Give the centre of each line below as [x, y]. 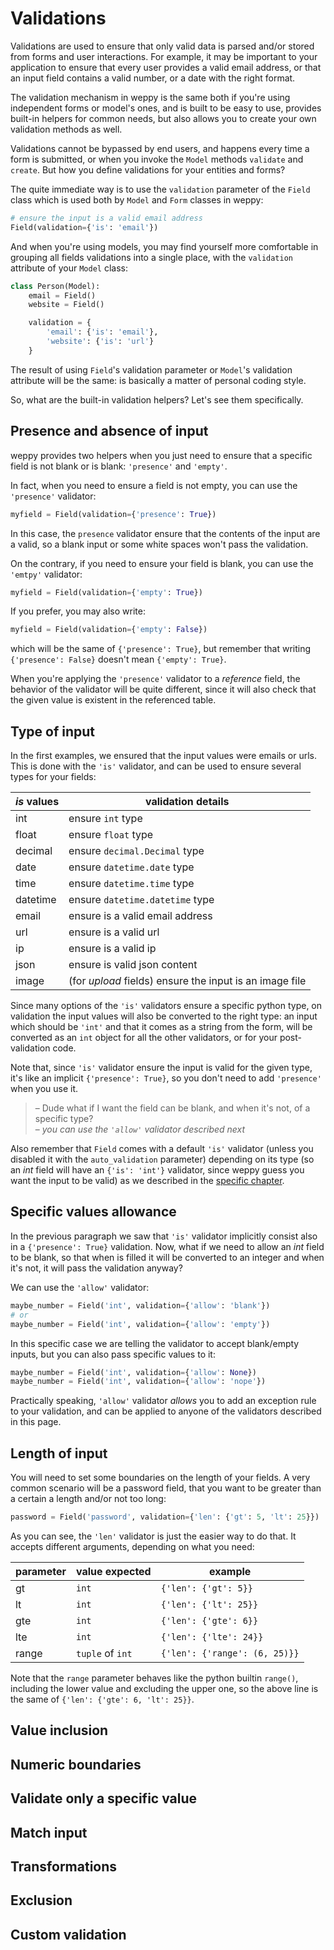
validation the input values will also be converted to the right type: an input [164, 1016]
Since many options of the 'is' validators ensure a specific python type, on [166, 1006]
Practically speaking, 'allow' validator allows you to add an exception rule [163, 1401]
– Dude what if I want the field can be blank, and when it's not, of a [172, 1108]
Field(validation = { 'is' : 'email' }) [84, 227]
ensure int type [105, 819]
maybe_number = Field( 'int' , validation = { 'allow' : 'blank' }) [140, 1305]
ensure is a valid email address [140, 916]
